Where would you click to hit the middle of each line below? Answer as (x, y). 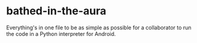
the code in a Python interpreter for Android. (61, 33)
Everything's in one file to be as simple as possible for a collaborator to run (99, 27)
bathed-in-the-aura (56, 11)
